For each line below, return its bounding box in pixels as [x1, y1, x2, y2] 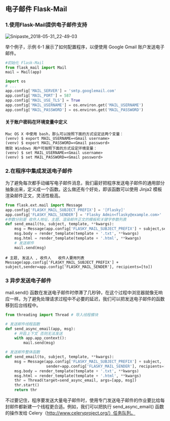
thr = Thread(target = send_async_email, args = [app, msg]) [14, 378, 137, 383]
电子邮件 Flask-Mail [5, 5, 67, 14]
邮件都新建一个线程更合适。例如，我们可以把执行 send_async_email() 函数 [9, 404, 164, 410]
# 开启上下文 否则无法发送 [14, 331, 63, 336]
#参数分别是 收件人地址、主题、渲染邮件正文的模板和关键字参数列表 [5, 217, 126, 222]
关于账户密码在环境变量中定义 [5, 119, 67, 125]
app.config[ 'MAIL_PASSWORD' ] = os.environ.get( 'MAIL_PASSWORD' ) [5, 107, 144, 112]
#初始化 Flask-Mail [5, 60, 44, 65]
